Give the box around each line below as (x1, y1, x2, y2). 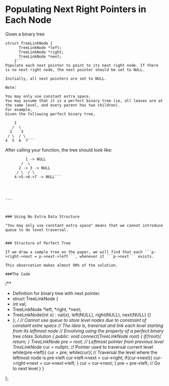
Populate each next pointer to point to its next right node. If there (5, 63, 158, 68)
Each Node (5, 14, 52, 26)
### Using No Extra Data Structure (5, 214, 80, 219)
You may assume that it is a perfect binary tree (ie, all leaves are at (5, 98, 163, 103)
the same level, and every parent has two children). (5, 103, 121, 108)
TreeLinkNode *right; (18, 50, 64, 55)
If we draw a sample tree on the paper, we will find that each (5, 249, 143, 255)
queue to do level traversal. (5, 227, 69, 232)
